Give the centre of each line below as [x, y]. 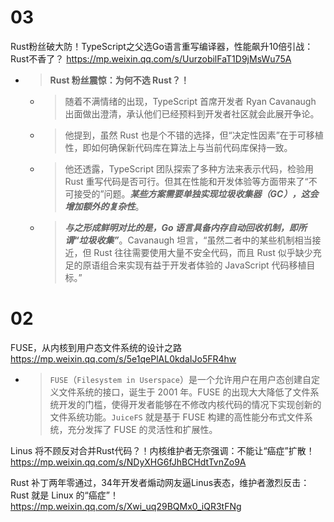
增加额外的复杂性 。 [104, 206]
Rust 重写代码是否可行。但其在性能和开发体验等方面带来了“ [186, 181]
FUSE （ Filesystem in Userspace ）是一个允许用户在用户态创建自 [180, 379]
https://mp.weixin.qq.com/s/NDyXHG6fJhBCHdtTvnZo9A [128, 462]
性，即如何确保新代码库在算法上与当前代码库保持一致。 [178, 147]
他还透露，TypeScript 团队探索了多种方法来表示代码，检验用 [189, 168]
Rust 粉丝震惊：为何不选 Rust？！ [119, 80]
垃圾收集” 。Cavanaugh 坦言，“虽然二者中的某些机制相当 [195, 240]
